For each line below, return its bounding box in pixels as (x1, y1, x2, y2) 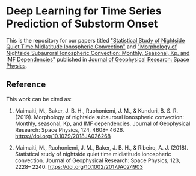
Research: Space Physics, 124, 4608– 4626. (14, 126, 124, 133)
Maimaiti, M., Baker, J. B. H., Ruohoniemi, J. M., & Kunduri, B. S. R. (14, 107, 179, 114)
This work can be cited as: (6, 95, 72, 102)
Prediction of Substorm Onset (6, 17, 158, 31)
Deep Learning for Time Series (6, 4, 162, 18)
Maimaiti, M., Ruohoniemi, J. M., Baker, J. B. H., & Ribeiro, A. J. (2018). (14, 144, 188, 151)
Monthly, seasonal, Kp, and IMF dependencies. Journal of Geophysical (14, 120, 191, 127)
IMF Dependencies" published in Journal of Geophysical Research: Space (6, 56, 189, 63)
